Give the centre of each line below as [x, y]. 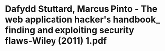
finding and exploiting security [70, 30]
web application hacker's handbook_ [82, 20]
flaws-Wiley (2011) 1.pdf [56, 41]
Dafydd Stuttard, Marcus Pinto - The [81, 9]
